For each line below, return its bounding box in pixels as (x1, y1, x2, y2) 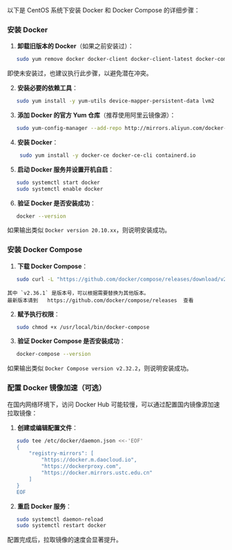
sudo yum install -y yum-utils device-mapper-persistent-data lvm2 (16, 97, 215, 105)
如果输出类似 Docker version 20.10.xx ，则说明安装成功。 (7, 226, 171, 234)
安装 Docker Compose (7, 245, 83, 254)
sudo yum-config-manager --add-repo (16, 125, 122, 132)
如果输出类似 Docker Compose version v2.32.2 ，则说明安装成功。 (7, 364, 193, 372)
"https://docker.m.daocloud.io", (41, 457, 137, 464)
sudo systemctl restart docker (16, 522, 107, 529)
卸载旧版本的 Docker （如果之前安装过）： (17, 42, 134, 50)
